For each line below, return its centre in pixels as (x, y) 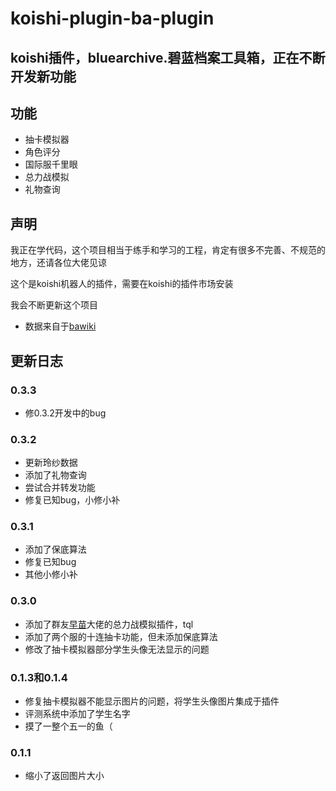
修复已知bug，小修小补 (72, 500)
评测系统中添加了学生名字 (77, 714)
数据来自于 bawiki (60, 326)
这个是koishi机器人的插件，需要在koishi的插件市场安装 (122, 284)
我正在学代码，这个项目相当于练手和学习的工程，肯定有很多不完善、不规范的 (168, 250)
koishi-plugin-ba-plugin (112, 18)
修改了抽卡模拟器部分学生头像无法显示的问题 (117, 649)
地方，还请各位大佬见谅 (58, 263)
